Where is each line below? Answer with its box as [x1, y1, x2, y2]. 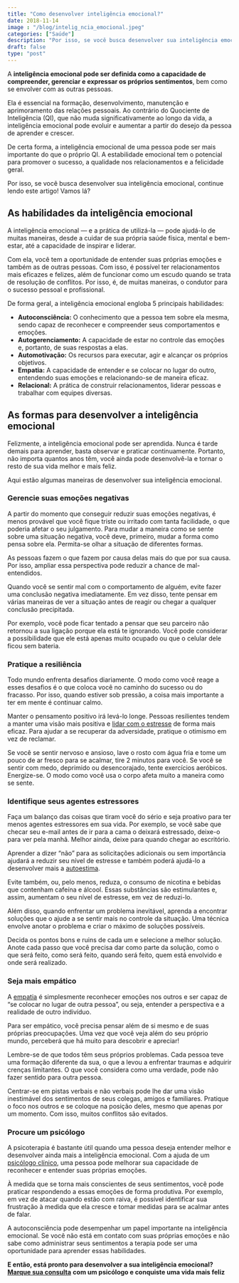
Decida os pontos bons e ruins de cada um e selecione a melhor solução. [7, 936, 223, 944]
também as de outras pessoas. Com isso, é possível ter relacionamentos [7, 263, 221, 271]
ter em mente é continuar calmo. [7, 698, 103, 707]
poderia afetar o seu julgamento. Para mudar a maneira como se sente [7, 524, 214, 533]
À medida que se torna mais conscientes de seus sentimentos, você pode [7, 1179, 224, 1188]
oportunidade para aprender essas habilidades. [7, 1246, 147, 1255]
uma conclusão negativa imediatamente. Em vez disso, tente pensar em [7, 590, 218, 598]
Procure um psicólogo [7, 1127, 85, 1137]
